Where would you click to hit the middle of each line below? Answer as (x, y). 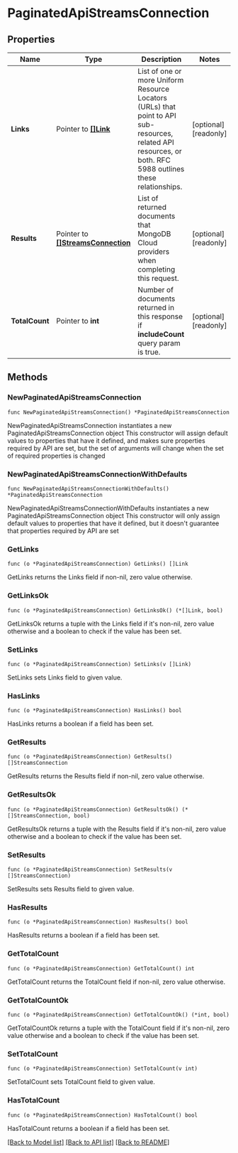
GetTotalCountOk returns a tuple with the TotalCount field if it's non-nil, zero (119, 1028)
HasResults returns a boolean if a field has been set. (84, 935)
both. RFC (154, 160)
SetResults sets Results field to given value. (71, 889)
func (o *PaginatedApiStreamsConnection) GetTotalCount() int (101, 968)
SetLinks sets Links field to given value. (65, 677)
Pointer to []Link (84, 129)
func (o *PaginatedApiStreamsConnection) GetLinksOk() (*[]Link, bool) (115, 610)
